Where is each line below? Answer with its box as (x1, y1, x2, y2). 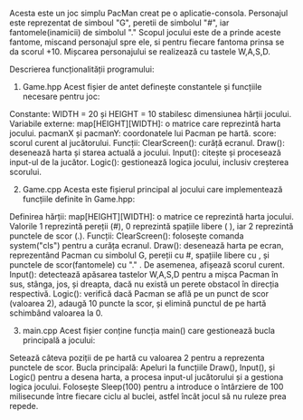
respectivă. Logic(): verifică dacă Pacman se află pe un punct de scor (9, 288, 270, 298)
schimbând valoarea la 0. (9, 308, 103, 318)
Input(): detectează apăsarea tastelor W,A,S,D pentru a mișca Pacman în (9, 269, 279, 279)
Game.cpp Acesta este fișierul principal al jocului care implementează (22, 184, 283, 194)
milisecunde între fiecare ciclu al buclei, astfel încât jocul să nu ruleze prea (9, 391, 287, 402)
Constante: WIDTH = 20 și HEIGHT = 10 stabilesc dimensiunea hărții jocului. (9, 109, 292, 119)
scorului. (9, 167, 43, 177)
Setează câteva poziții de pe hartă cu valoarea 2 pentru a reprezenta (9, 353, 265, 363)
